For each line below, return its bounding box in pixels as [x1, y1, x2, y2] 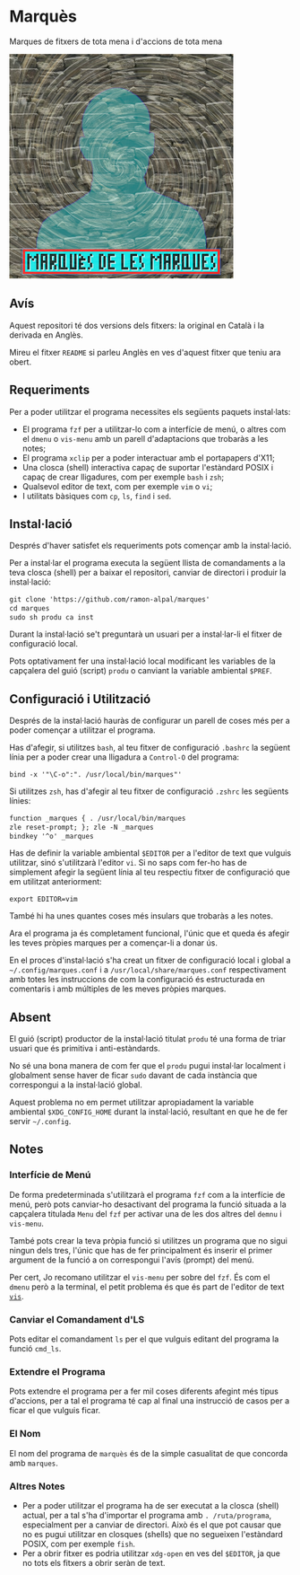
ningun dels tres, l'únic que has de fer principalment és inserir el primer [9, 1245, 273, 1255]
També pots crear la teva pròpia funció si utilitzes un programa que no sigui [9, 1235, 288, 1245]
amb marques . [9, 1457, 58, 1468]
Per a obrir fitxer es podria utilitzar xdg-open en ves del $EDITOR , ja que [21, 1547, 280, 1559]
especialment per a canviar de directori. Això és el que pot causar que [21, 1519, 282, 1530]
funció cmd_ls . [9, 1342, 62, 1353]
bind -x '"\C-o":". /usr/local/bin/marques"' [9, 770, 182, 779]
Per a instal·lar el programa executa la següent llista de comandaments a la [9, 558, 286, 568]
